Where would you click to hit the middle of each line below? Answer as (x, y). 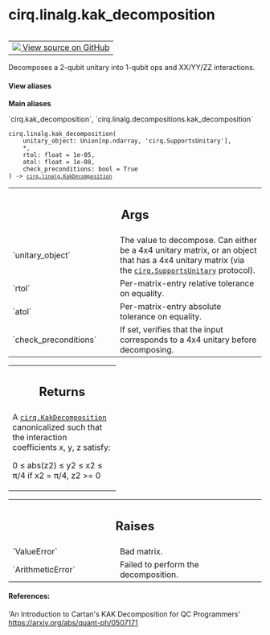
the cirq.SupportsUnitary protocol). (188, 270)
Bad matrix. (141, 551)
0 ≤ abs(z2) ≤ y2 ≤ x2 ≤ (57, 466)
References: (29, 596)
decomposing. (147, 349)
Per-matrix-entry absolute (171, 306)
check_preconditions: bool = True (80, 169)
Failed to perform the (160, 564)
